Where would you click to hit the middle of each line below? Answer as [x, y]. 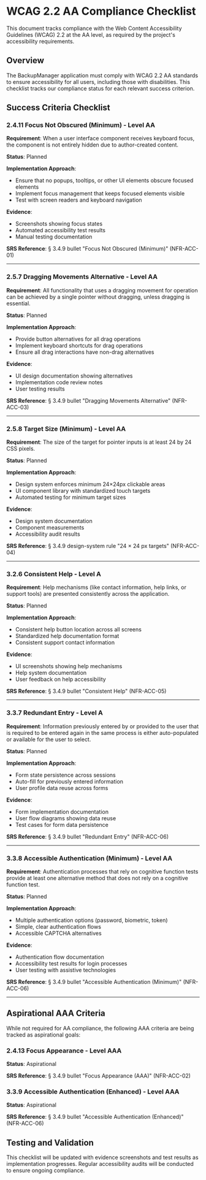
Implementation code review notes [59, 382]
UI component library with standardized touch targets [83, 491]
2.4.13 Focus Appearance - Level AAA [64, 1051]
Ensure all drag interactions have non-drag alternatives [85, 352]
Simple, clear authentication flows [58, 926]
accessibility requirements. [40, 41]
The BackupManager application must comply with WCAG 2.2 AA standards [102, 75]
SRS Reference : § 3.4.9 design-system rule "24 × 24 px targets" [88, 546]
